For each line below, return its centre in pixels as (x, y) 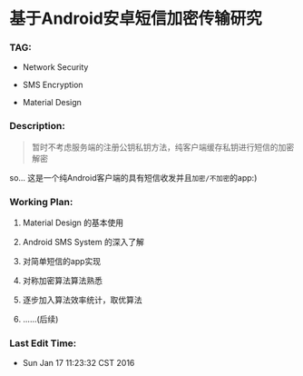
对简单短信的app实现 (62, 262)
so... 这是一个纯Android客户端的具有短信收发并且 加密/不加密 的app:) (133, 177)
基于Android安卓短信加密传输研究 (136, 19)
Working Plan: (41, 202)
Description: (37, 126)
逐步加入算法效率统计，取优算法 (82, 300)
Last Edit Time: (43, 343)
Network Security (55, 67)
